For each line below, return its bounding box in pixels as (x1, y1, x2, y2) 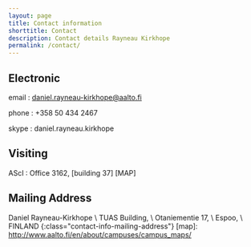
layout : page (8, 11, 52, 20)
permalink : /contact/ (8, 42, 81, 50)
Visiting (8, 147, 48, 160)
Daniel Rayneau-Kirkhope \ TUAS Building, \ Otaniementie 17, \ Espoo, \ (8, 213, 243, 222)
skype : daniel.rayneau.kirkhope (8, 123, 115, 133)
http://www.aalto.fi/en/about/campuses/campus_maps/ (8, 229, 192, 239)
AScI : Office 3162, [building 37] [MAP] (8, 168, 136, 177)
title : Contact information (8, 19, 103, 27)
